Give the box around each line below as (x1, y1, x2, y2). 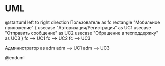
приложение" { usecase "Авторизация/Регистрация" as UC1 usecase (5, 24, 151, 30)
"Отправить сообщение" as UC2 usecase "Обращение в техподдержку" (5, 30, 159, 36)
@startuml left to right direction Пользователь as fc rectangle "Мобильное (5, 19, 160, 25)
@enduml (5, 54, 25, 60)
